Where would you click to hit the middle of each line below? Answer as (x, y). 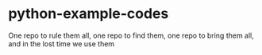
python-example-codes (89, 14)
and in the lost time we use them (62, 43)
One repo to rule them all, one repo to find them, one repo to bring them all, (131, 35)
